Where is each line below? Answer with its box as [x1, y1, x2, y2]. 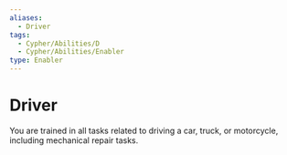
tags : [9, 30, 30, 39]
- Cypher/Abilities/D [17, 38, 101, 48]
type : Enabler [9, 56, 64, 65]
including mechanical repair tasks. [9, 134, 139, 146]
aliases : [9, 13, 43, 23]
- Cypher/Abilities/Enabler [17, 47, 125, 57]
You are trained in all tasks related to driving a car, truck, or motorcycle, [9, 125, 279, 136]
